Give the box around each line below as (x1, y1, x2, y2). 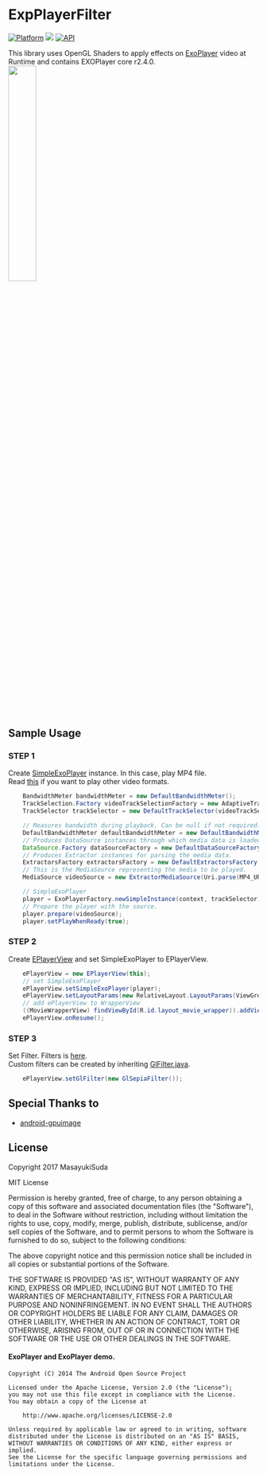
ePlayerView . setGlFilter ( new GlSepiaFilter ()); (22, 1075, 183, 1083)
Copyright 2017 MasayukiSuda (8, 1162, 109, 1172)
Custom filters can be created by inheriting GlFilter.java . (8, 1059, 191, 1069)
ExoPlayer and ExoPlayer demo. (8, 1352, 115, 1362)
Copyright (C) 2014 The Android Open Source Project (8, 1369, 187, 1378)
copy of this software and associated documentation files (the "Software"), (8, 1201, 254, 1211)
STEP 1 (8, 751, 35, 762)
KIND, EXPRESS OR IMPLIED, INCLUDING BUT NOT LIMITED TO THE (8, 1283, 234, 1293)
